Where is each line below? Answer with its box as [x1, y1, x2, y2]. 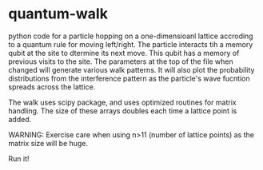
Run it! [8, 153, 30, 164]
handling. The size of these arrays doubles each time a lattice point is [8, 105, 237, 116]
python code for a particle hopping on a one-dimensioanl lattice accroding [8, 31, 253, 41]
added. [8, 114, 32, 124]
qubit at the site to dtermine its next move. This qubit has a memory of [8, 48, 240, 57]
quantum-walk [8, 5, 108, 23]
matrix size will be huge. [8, 138, 89, 148]
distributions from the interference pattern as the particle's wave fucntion [8, 73, 250, 83]
